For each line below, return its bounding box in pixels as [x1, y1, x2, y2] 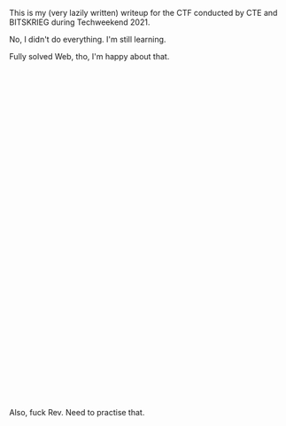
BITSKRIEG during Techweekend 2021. [9, 17, 151, 27]
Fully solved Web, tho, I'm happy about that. [9, 51, 170, 61]
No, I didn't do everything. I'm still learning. [9, 35, 166, 44]
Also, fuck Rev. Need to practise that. [9, 407, 145, 417]
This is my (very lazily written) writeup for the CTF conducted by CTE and [9, 8, 278, 18]
